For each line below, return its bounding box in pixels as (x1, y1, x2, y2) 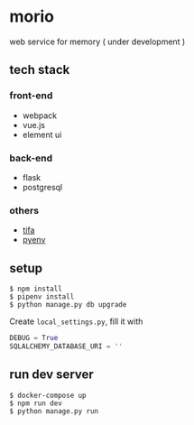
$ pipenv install (9, 292, 75, 301)
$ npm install (9, 284, 63, 294)
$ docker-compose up (9, 391, 88, 400)
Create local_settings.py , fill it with (9, 316, 143, 327)
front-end (9, 89, 53, 102)
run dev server (9, 367, 95, 383)
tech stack (9, 62, 70, 78)
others (9, 204, 39, 217)
